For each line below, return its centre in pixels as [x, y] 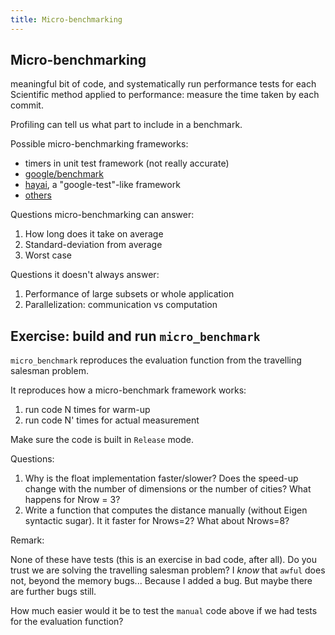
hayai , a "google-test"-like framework [102, 185]
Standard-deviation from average [93, 245]
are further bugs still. [53, 592]
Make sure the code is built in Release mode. [102, 440]
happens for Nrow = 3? [72, 500]
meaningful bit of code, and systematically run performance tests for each [163, 84]
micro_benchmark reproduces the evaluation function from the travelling [156, 360]
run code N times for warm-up [87, 410]
